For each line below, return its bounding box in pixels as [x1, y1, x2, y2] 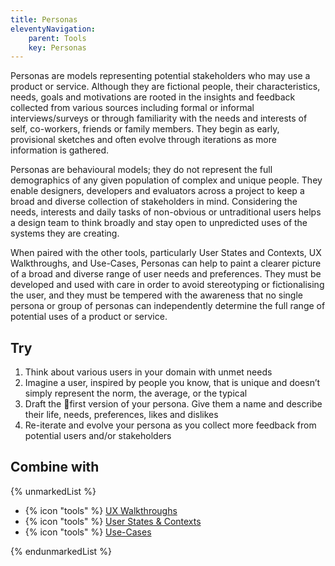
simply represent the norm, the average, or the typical [24, 387, 248, 400]
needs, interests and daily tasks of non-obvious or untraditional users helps [10, 206, 322, 218]
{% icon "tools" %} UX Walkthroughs [24, 504, 178, 516]
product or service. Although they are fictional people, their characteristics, [10, 81, 321, 93]
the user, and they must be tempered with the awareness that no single [10, 289, 303, 301]
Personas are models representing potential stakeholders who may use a [10, 70, 311, 82]
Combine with [10, 459, 100, 476]
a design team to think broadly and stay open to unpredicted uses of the [10, 217, 308, 229]
